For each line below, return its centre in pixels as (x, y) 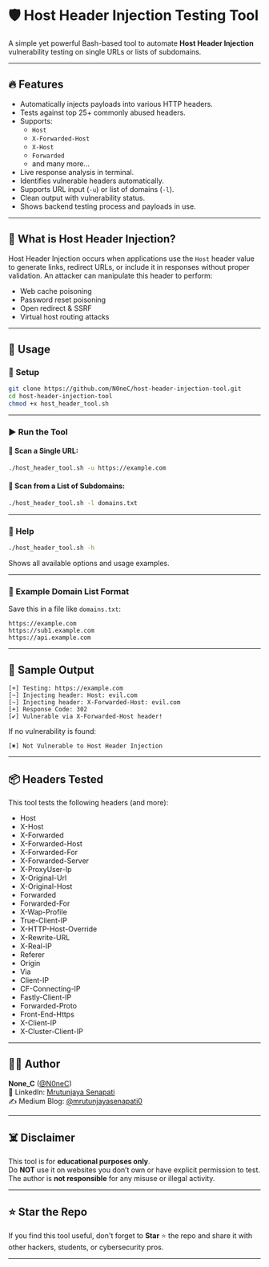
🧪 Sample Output (51, 670)
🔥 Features (36, 85)
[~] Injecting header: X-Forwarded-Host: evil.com (94, 703)
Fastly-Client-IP (46, 997)
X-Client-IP (38, 1023)
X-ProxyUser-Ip (46, 870)
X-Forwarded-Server (54, 861)
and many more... (61, 163)
